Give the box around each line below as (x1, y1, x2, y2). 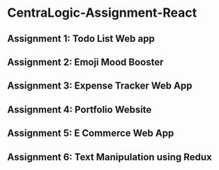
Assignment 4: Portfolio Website (7, 103, 152, 116)
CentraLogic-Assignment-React (7, 5, 197, 21)
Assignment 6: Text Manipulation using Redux (7, 151, 213, 163)
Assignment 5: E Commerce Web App (7, 127, 174, 139)
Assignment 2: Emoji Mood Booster (7, 56, 164, 68)
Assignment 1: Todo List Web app (7, 33, 155, 45)
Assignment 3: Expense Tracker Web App (7, 80, 192, 92)
